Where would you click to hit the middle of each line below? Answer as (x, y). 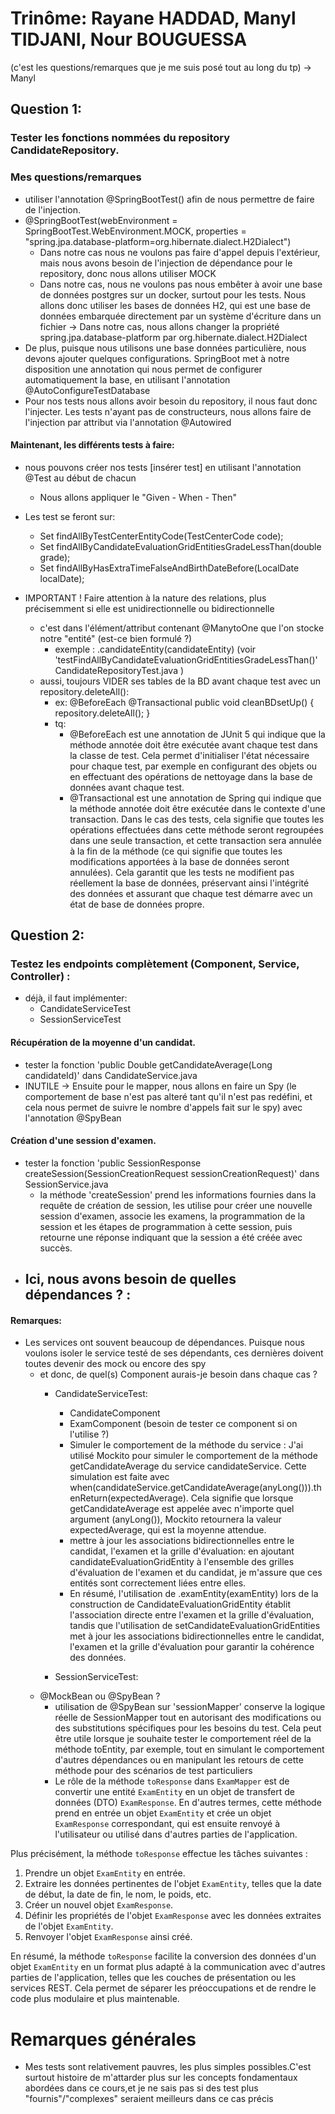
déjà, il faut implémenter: (76, 998)
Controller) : (40, 977)
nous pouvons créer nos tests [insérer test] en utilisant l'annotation (163, 467)
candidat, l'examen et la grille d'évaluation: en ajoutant (182, 1551)
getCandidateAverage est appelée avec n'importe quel (182, 1509)
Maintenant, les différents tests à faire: (92, 445)
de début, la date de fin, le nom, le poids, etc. (118, 1894)
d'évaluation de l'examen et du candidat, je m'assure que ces (196, 1573)
